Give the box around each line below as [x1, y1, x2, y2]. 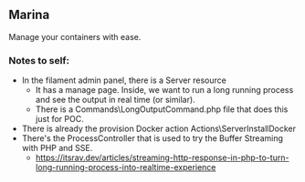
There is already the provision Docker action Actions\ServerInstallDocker [21, 123, 297, 135]
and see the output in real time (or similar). [35, 95, 195, 106]
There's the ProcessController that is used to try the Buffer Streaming [21, 133, 284, 144]
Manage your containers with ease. [8, 31, 142, 42]
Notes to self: [8, 54, 70, 66]
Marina [8, 7, 50, 23]
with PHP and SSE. [21, 143, 93, 154]
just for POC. [35, 114, 84, 125]
